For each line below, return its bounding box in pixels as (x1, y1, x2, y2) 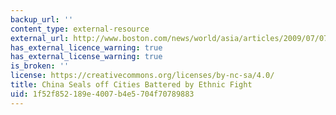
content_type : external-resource (10, 24, 150, 34)
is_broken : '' (10, 61, 70, 71)
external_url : (10, 33, 70, 43)
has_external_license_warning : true (10, 52, 163, 62)
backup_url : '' (10, 14, 74, 25)
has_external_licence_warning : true (10, 42, 163, 53)
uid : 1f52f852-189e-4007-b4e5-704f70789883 (10, 89, 195, 99)
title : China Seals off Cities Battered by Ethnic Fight (10, 80, 253, 90)
